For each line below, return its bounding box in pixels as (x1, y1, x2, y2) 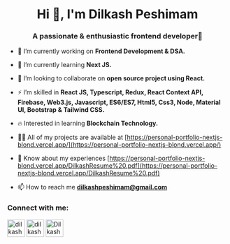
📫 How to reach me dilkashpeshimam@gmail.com (17, 183, 168, 192)
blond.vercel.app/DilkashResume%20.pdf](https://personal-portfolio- (17, 162, 218, 170)
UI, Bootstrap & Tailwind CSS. (17, 106, 105, 114)
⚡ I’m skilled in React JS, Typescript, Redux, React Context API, (17, 88, 204, 96)
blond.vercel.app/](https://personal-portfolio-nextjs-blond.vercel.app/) (17, 141, 222, 149)
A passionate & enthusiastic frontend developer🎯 (32, 31, 203, 41)
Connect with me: (7, 203, 69, 213)
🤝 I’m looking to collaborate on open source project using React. (17, 74, 205, 82)
